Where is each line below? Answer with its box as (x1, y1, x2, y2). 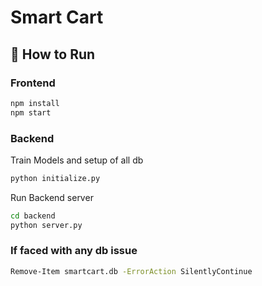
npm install (10, 98, 60, 108)
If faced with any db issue (10, 244, 138, 258)
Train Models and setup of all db (10, 154, 144, 166)
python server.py (10, 220, 83, 230)
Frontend (10, 76, 56, 90)
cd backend (10, 211, 56, 221)
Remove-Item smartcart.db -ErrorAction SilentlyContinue (10, 266, 253, 276)
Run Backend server (10, 191, 94, 203)
